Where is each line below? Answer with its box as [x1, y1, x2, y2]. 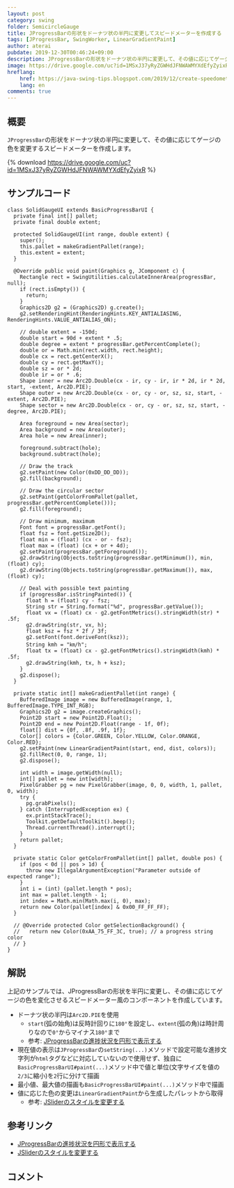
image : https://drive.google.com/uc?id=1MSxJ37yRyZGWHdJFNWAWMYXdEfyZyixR [7, 62, 229, 69]
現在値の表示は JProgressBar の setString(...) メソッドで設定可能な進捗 [17, 1045, 221, 1053]
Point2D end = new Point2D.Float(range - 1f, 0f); [19, 720, 170, 728]
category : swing [7, 17, 54, 24]
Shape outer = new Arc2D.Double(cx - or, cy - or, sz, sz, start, [19, 389, 217, 396]
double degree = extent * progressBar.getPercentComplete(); [19, 340, 201, 347]
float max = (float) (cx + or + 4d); [19, 542, 130, 549]
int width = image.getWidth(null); [19, 769, 123, 776]
